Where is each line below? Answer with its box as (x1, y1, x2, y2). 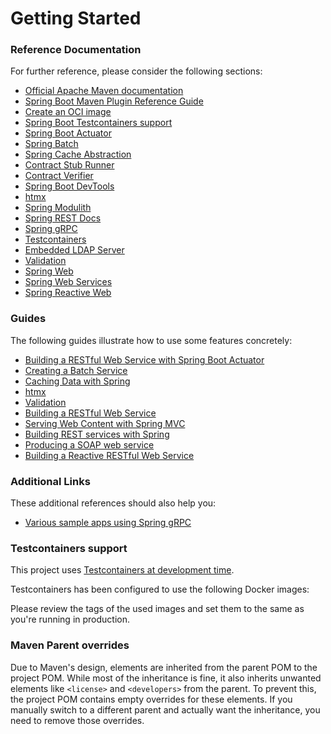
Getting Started (10, 7, 142, 30)
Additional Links (10, 474, 91, 488)
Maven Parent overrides (10, 638, 130, 652)
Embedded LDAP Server (24, 244, 125, 256)
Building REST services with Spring (24, 428, 170, 440)
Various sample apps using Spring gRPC (24, 517, 192, 529)
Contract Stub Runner (24, 159, 115, 171)
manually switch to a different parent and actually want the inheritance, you (10, 703, 321, 716)
